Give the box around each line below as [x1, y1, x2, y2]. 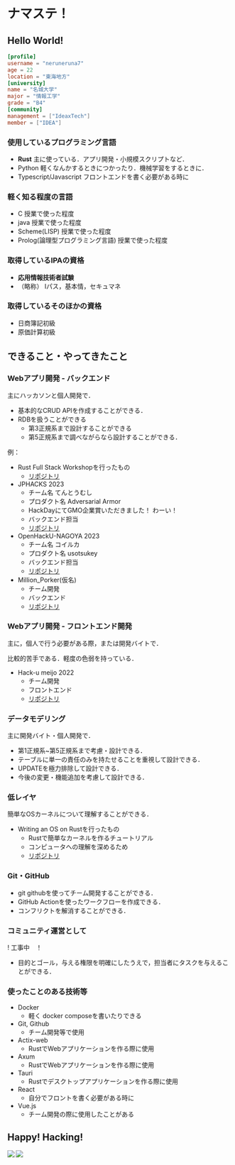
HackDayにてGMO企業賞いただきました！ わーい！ [28, 506, 177, 514]
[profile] [7, 53, 37, 60]
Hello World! [7, 34, 64, 46]
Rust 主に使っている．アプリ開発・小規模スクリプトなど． [17, 155, 189, 163]
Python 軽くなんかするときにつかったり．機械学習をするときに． [17, 163, 208, 172]
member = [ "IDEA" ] [7, 119, 62, 126]
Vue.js [17, 1102, 37, 1110]
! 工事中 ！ [7, 943, 43, 951]
